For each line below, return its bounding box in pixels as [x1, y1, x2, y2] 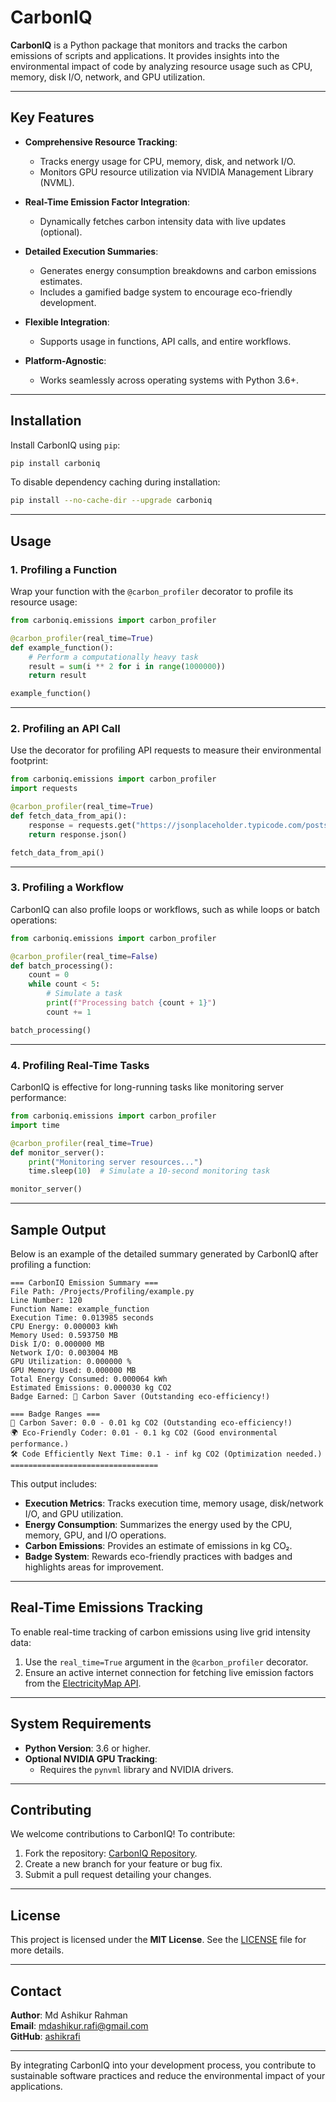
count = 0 [28, 970, 70, 980]
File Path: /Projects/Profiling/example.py [10, 1286, 195, 1296]
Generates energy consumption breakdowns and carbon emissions [39, 264, 317, 276]
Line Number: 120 [10, 1295, 83, 1305]
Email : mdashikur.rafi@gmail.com [10, 2020, 149, 2032]
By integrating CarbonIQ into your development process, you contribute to [10, 2059, 317, 2071]
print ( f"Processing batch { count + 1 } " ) [46, 998, 217, 1008]
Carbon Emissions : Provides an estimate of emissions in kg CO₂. [24, 1539, 293, 1551]
